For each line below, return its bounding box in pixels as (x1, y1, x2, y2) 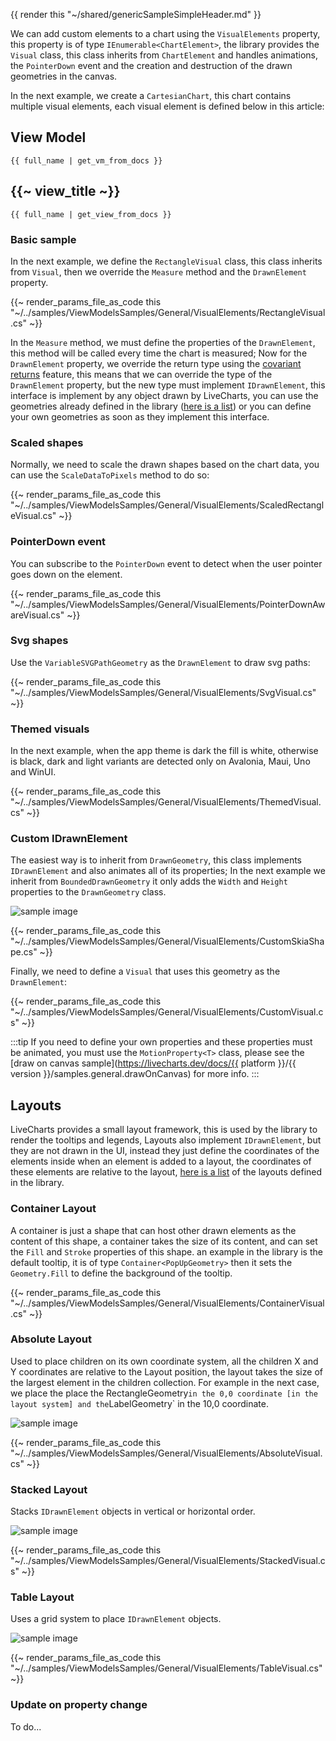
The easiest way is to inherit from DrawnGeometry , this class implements (10, 854, 302, 866)
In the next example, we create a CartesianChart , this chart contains (10, 90, 292, 101)
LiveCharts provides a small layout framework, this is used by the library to (10, 1124, 318, 1136)
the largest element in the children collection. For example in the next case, (10, 1376, 320, 1388)
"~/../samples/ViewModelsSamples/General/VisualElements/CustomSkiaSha (10, 935, 325, 948)
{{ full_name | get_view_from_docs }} (10, 209, 172, 219)
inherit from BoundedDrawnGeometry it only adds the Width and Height (10, 875, 288, 888)
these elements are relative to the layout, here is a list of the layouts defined (10, 1166, 323, 1178)
